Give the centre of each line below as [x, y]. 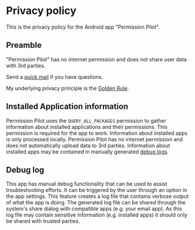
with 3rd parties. [26, 65]
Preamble [24, 45]
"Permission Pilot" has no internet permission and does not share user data [96, 59]
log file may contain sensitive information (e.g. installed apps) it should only [97, 215]
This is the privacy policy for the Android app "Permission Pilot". [83, 27]
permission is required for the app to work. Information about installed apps [97, 133]
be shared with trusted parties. [43, 221]
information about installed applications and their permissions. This [87, 127]
